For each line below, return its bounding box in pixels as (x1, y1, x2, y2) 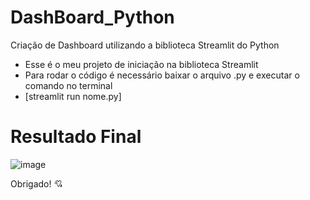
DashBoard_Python (10, 6, 175, 29)
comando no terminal (24, 79, 113, 91)
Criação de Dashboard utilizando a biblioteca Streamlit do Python (10, 39, 280, 51)
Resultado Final (10, 126, 142, 148)
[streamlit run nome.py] (24, 90, 122, 102)
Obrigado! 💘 (10, 177, 63, 190)
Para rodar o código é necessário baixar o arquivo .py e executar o (24, 69, 300, 81)
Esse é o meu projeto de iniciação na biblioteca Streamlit (24, 58, 259, 70)
